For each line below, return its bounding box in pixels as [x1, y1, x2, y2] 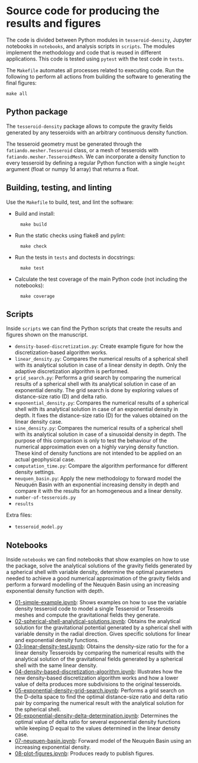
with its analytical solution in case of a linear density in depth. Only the [14, 361, 187, 368]
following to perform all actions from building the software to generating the [6, 73, 191, 80]
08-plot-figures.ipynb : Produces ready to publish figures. [14, 750, 155, 757]
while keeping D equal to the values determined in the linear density [14, 724, 180, 732]
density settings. [14, 469, 56, 476]
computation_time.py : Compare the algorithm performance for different [14, 462, 188, 469]
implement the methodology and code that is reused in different [6, 49, 161, 56]
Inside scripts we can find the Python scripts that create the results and [6, 325, 182, 332]
